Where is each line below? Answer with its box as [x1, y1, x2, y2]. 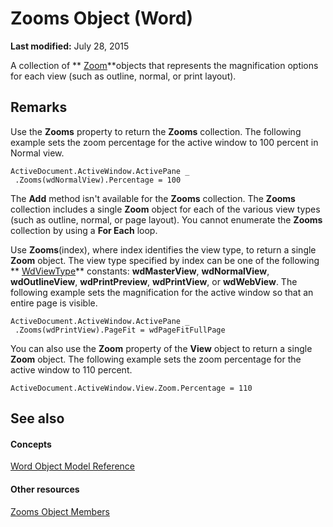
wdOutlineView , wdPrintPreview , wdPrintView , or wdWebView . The [10, 275, 298, 287]
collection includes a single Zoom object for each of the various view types [10, 203, 321, 215]
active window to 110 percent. [10, 363, 133, 376]
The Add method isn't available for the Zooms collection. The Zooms [10, 192, 296, 204]
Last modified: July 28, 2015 [10, 40, 130, 52]
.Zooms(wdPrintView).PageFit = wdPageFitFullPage [14, 325, 226, 335]
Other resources [10, 483, 80, 495]
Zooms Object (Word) [10, 7, 193, 30]
